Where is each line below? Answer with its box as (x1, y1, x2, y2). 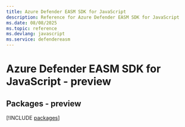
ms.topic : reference (6, 25, 58, 32)
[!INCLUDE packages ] (6, 114, 60, 121)
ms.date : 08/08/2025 (6, 20, 58, 26)
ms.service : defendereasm (6, 36, 70, 42)
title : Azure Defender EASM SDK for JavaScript (6, 8, 127, 15)
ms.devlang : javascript (6, 31, 65, 37)
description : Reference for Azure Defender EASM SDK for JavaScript (6, 14, 180, 20)
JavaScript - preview (6, 75, 112, 88)
